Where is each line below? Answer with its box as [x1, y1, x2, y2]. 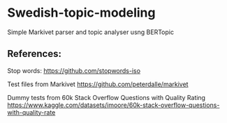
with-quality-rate [7, 108, 56, 116]
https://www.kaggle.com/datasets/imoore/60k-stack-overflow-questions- [7, 101, 220, 109]
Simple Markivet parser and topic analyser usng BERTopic [7, 28, 175, 36]
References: [7, 48, 61, 60]
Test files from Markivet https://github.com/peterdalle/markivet [7, 80, 189, 88]
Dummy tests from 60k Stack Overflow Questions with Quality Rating [7, 93, 206, 101]
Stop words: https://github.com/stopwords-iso [7, 66, 141, 74]
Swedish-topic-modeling [7, 5, 156, 21]
